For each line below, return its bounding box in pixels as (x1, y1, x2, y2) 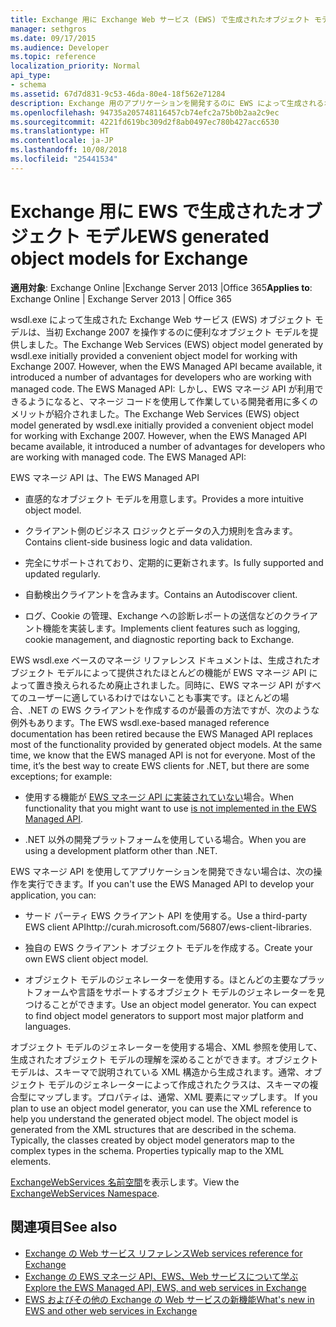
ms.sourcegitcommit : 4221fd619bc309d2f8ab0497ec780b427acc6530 (10, 117, 280, 127)
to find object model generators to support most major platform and (24, 1009, 304, 1021)
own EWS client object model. (24, 952, 149, 965)
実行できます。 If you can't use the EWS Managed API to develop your (27, 877, 315, 890)
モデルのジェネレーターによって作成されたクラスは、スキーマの (47, 1078, 310, 1090)
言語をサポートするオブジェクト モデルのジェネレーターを (77, 986, 317, 998)
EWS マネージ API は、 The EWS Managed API (10, 471, 200, 483)
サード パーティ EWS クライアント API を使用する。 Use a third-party (24, 909, 308, 921)
